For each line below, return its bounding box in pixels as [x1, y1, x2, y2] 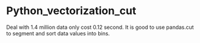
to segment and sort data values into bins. [6, 29, 110, 37]
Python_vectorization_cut [6, 4, 137, 18]
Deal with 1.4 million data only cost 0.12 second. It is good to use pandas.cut [6, 24, 194, 31]
